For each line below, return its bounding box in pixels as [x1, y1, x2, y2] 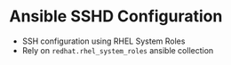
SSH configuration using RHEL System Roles [21, 36, 186, 46]
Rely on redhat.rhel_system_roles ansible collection [21, 45, 214, 55]
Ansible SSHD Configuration [9, 6, 223, 27]
